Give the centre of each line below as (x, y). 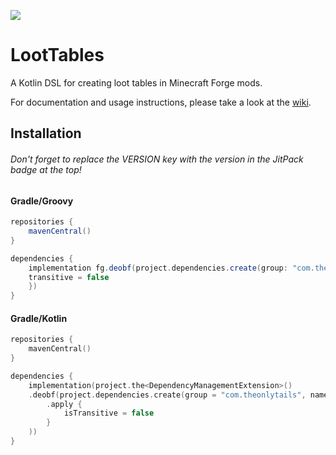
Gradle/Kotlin (39, 318)
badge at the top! (46, 169)
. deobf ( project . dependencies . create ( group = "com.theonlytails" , (167, 395)
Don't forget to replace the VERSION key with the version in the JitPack (157, 159)
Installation (46, 133)
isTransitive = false (109, 413)
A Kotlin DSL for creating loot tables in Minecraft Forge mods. (136, 82)
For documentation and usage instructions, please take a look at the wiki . (161, 102)
